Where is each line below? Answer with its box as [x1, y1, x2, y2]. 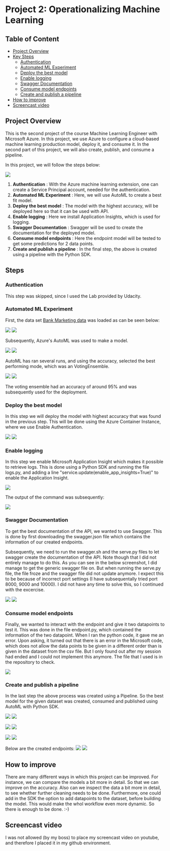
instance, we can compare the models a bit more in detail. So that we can [5, 779, 159, 785]
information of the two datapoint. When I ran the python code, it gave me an [5, 632, 164, 638]
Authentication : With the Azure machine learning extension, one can [12, 181, 158, 187]
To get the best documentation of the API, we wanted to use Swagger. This [5, 528, 162, 534]
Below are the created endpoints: [5, 746, 75, 752]
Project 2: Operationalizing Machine [5, 4, 160, 15]
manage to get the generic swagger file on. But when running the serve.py [5, 565, 161, 571]
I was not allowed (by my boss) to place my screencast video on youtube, [5, 834, 159, 840]
